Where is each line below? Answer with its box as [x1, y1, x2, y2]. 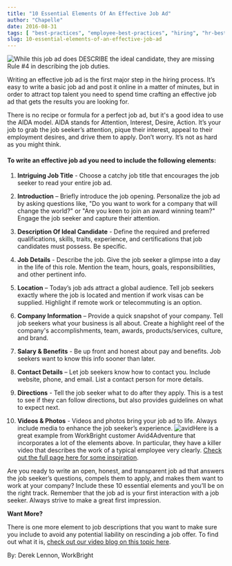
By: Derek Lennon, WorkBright [7, 551, 94, 560]
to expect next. [17, 404, 60, 412]
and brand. [17, 334, 49, 342]
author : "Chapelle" [7, 17, 64, 23]
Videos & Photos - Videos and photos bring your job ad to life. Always [17, 417, 217, 425]
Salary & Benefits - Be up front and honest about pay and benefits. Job [17, 347, 221, 356]
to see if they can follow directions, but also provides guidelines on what [17, 396, 223, 404]
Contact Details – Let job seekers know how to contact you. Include [17, 368, 211, 377]
